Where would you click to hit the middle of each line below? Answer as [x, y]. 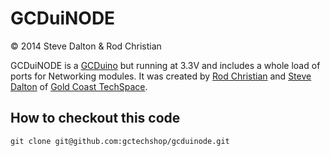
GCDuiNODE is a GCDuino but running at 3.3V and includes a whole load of [165, 65]
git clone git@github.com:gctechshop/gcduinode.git [120, 141]
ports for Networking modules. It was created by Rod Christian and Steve [161, 76]
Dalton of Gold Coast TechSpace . [79, 86]
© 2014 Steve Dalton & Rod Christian [86, 46]
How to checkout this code [95, 118]
